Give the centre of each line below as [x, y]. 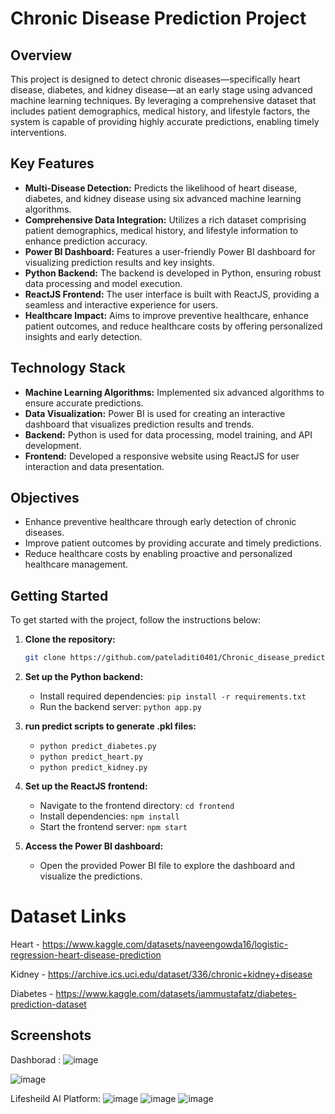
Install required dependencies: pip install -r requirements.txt [173, 696]
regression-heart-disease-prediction [86, 955]
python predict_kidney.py [93, 768]
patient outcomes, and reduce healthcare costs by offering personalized [173, 326]
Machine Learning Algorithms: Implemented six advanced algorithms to [174, 392]
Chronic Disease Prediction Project [158, 18]
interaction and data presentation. [94, 466]
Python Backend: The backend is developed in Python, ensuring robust [173, 273]
